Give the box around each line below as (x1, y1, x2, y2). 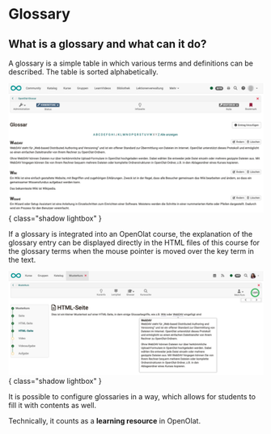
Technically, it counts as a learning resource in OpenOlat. (8, 415, 201, 425)
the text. (8, 255, 36, 264)
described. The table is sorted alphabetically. (8, 67, 159, 77)
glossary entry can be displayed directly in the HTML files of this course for (8, 238, 260, 247)
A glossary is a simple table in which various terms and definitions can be (8, 58, 253, 68)
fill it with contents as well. (8, 400, 97, 410)
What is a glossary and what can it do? (8, 37, 207, 51)
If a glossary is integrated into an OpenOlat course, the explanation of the (8, 229, 253, 238)
